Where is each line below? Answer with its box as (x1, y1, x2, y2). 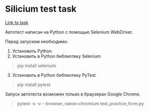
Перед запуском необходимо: (5, 38, 69, 44)
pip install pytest (17, 82, 50, 88)
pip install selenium (17, 63, 56, 68)
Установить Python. (12, 48, 53, 54)
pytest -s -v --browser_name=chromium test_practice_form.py (17, 100, 144, 106)
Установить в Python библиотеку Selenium (12, 53, 101, 59)
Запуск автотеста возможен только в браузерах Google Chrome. (5, 91, 141, 97)
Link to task (5, 20, 28, 25)
